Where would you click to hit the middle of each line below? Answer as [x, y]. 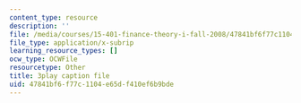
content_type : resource [54, 17]
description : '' [39, 26]
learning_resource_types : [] [64, 51]
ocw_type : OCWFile [43, 59]
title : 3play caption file [60, 76]
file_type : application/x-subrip [72, 43]
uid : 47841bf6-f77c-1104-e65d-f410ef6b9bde [92, 84]
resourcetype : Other [48, 68]
